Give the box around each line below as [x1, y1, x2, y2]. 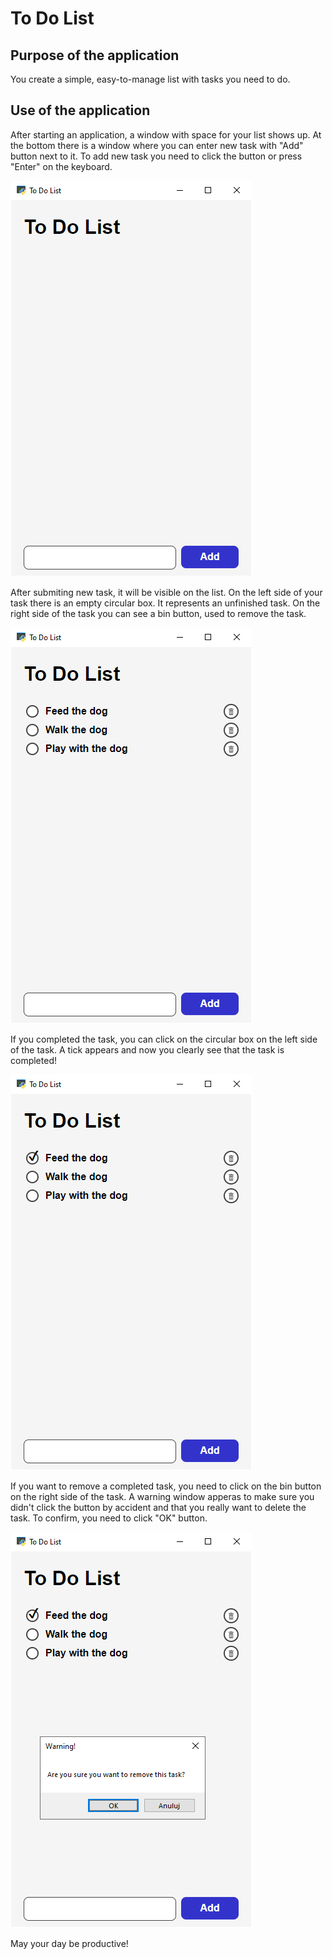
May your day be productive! [10, 1937, 129, 1949]
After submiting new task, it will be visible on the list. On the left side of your [10, 586, 323, 598]
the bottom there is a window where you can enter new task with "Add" [10, 139, 304, 151]
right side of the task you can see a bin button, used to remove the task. [10, 607, 307, 619]
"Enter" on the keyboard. [10, 160, 113, 172]
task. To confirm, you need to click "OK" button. [10, 1512, 208, 1524]
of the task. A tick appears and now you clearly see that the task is [10, 1043, 285, 1056]
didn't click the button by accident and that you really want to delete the [10, 1501, 307, 1513]
